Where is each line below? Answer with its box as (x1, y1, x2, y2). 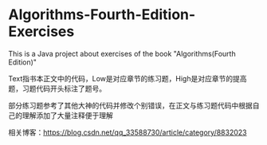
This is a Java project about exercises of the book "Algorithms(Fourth (8, 49, 237, 58)
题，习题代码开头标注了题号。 (8, 84, 106, 93)
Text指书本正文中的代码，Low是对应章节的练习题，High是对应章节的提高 (8, 73, 247, 83)
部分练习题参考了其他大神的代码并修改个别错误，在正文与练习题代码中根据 (8, 100, 253, 110)
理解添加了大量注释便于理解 (22, 110, 113, 120)
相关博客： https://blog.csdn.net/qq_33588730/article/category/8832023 (8, 127, 247, 137)
